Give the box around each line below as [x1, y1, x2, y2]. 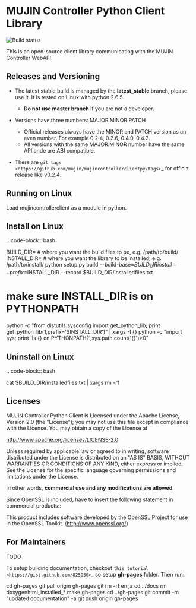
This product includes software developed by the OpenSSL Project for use [6, 514, 188, 521]
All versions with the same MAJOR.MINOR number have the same [23, 141, 185, 148]
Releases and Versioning [6, 71, 100, 81]
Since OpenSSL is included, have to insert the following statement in [6, 496, 173, 503]
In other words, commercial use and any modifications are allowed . [6, 484, 174, 491]
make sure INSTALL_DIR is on [6, 290, 153, 303]
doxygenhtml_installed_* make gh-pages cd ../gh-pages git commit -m [6, 588, 179, 596]
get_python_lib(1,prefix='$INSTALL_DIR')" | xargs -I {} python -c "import [6, 328, 182, 335]
